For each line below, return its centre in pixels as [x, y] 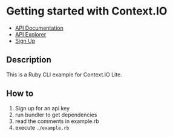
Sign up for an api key [42, 108]
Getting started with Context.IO [87, 11]
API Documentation [39, 28]
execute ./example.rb [42, 127]
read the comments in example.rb [57, 121]
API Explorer [31, 34]
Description [29, 60]
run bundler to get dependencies [56, 115]
